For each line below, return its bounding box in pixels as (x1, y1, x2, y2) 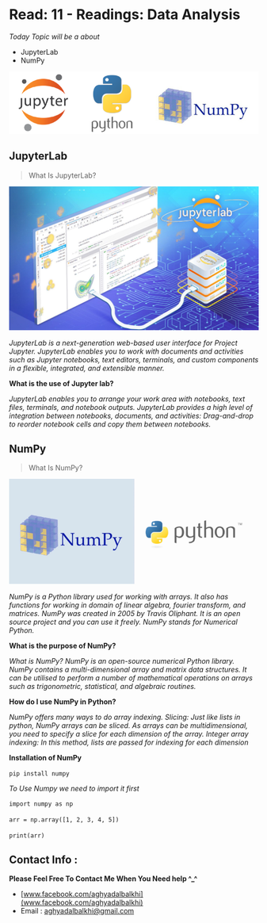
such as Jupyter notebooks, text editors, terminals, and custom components (9, 354, 259, 364)
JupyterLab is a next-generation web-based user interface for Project (9, 338, 238, 347)
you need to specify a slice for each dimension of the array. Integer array (9, 729, 249, 738)
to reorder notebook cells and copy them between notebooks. (9, 419, 212, 429)
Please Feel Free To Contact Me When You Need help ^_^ (9, 874, 198, 883)
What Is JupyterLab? (28, 170, 97, 180)
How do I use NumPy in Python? (9, 696, 116, 707)
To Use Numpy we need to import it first (9, 783, 139, 793)
